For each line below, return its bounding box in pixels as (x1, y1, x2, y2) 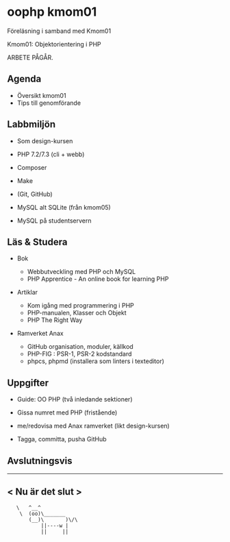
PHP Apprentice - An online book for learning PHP (27, 275, 169, 283)
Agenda (7, 73, 42, 85)
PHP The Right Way (27, 316, 83, 324)
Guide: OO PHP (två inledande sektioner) (16, 395, 133, 404)
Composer (16, 163, 47, 171)
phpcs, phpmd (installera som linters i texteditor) (27, 357, 164, 365)
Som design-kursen (16, 136, 73, 145)
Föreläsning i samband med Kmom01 (7, 27, 112, 35)
